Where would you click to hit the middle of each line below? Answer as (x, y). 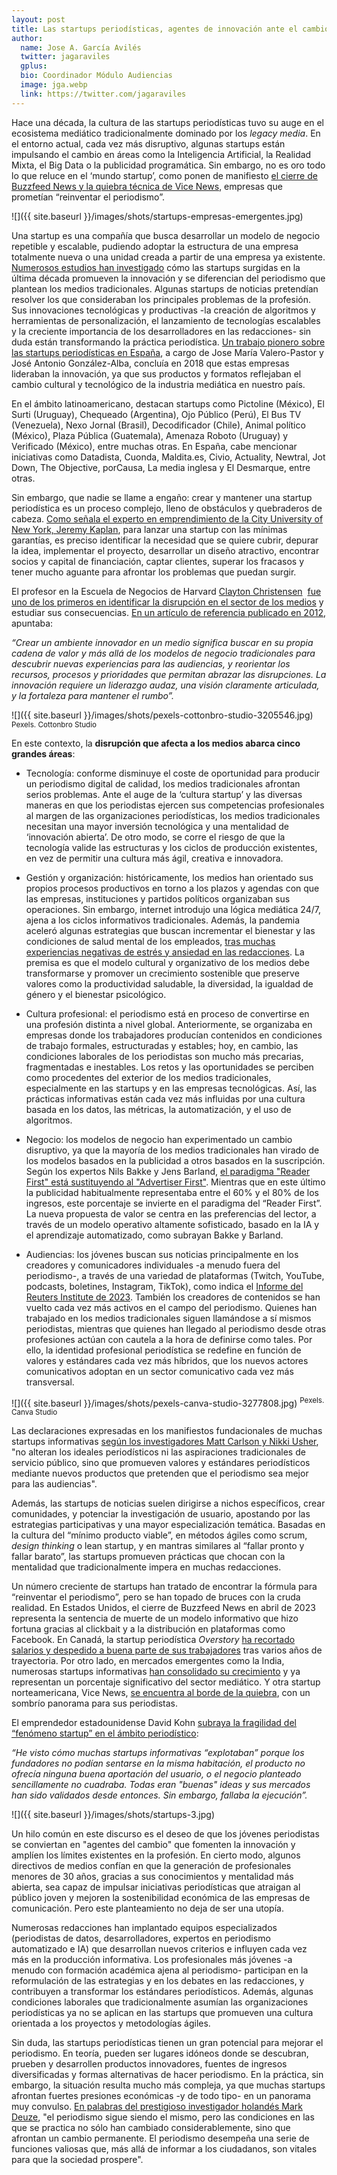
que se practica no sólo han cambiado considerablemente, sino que (151, 2128)
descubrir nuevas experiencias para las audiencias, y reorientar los (151, 663)
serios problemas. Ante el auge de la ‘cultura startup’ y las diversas (164, 794)
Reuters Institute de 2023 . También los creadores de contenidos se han (173, 1297)
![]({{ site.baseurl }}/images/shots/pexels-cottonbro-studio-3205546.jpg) (162, 715)
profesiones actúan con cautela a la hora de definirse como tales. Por (169, 1339)
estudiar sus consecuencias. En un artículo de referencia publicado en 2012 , (169, 612)
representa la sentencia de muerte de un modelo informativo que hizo (155, 1618)
